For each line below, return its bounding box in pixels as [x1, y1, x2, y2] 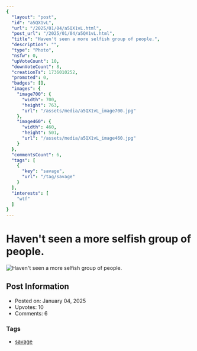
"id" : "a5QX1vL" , [11, 20, 54, 25]
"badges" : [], [11, 80, 46, 86]
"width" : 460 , [21, 124, 57, 130]
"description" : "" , [11, 42, 60, 48]
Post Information [6, 282, 69, 292]
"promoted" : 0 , [11, 75, 49, 80]
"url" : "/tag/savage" [21, 174, 76, 180]
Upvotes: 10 [14, 303, 44, 311]
